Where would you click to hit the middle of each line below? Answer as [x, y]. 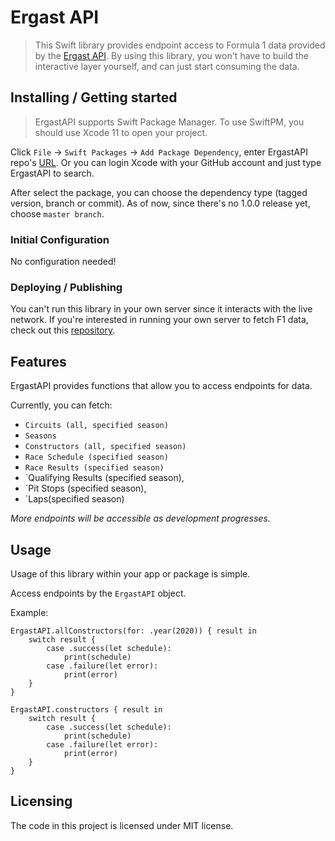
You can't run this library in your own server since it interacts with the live [161, 309]
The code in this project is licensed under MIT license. [122, 825]
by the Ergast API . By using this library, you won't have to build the [171, 55]
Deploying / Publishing [66, 287]
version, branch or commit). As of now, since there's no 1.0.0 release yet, [160, 203]
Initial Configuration [60, 239]
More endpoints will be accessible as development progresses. [140, 518]
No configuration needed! [63, 262]
